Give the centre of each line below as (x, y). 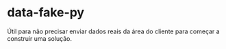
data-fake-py (46, 13)
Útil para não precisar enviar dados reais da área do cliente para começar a (114, 31)
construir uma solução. (39, 38)
